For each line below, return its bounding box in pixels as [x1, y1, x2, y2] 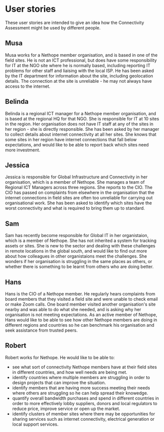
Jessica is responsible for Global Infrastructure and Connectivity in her [5, 174, 148, 180]
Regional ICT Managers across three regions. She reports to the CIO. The [5, 185, 153, 191]
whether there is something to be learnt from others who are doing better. [5, 264, 154, 270]
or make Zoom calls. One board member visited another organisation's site [5, 301, 156, 307]
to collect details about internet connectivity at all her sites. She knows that [5, 131, 157, 137]
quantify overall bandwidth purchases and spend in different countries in [12, 395, 159, 401]
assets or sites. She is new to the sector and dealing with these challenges [5, 243, 156, 249]
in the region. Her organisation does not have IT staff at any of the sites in [5, 121, 154, 127]
